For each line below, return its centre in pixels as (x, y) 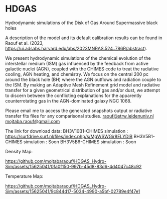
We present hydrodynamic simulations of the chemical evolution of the (78, 58)
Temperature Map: (24, 176)
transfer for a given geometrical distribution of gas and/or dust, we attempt (83, 90)
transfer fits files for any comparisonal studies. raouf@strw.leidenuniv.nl (79, 116)
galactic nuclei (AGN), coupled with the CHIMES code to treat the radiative (82, 69)
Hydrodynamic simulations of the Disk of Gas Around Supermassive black (81, 23)
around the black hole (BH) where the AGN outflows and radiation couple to (83, 79)
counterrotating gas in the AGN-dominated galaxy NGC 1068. (68, 101)
